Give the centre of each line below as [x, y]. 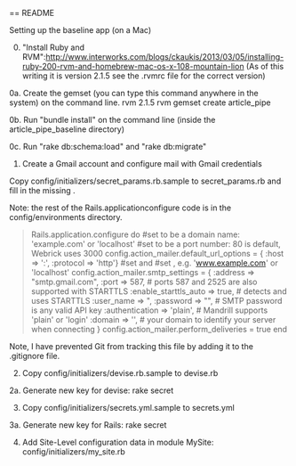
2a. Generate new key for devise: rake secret [92, 390]
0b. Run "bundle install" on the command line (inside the [112, 120]
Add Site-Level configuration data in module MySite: [118, 442]
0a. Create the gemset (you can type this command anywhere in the [134, 93]
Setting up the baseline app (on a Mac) [80, 30]
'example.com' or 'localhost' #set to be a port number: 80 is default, [156, 244]
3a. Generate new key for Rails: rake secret [88, 425]
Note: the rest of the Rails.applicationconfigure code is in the [120, 208]
